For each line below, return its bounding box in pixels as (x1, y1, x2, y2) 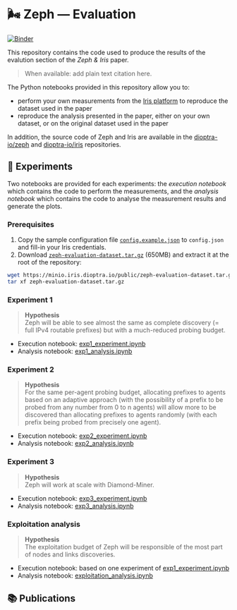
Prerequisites (7, 219, 54, 229)
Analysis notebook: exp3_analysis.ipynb (17, 501, 134, 510)
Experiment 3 (7, 457, 54, 467)
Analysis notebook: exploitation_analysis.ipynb (17, 571, 154, 580)
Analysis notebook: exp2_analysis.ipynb (17, 439, 134, 448)
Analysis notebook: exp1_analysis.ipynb (17, 347, 133, 355)
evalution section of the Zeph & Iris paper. (7, 55, 129, 64)
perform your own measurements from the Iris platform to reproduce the (17, 97, 229, 105)
